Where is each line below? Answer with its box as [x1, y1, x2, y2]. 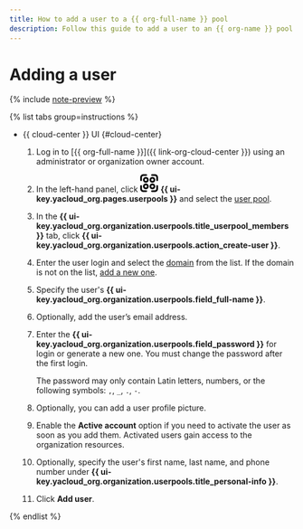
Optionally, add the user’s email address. [35, 312, 188, 323]
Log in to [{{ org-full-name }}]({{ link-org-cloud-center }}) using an [35, 146, 285, 157]
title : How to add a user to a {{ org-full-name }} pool [9, 14, 229, 24]
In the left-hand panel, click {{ [35, 184, 169, 194]
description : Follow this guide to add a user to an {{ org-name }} [9, 24, 273, 33]
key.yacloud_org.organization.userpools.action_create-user [35, 240, 270, 250]
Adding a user [9, 64, 117, 85]
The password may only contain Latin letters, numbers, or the [35, 375, 266, 386]
